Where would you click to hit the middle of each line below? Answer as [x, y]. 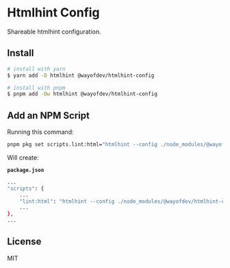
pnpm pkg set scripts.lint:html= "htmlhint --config [82, 145]
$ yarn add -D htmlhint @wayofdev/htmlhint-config [81, 75]
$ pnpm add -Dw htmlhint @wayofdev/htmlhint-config [82, 94]
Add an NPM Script [49, 115]
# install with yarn [37, 69]
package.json [26, 170]
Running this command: [40, 132]
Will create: [23, 157]
